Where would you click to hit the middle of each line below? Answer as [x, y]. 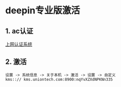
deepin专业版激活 [43, 10]
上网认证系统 [19, 44]
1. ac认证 [19, 31]
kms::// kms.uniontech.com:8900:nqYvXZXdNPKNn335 [59, 79]
